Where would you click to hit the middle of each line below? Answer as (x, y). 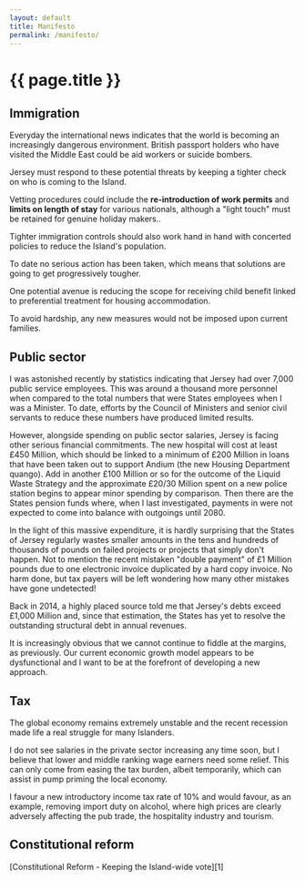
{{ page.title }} (66, 80)
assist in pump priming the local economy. (89, 779)
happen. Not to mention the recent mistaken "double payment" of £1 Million (151, 559)
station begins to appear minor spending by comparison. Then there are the (152, 494)
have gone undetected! (53, 589)
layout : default (40, 18)
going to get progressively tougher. (75, 273)
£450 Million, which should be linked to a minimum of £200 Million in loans (149, 455)
